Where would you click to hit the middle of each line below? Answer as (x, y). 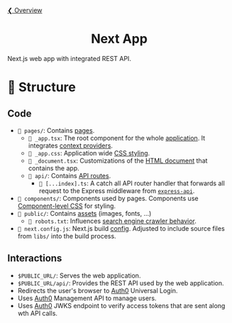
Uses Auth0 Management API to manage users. (87, 298)
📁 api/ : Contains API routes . (70, 175)
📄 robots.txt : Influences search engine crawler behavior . (112, 221)
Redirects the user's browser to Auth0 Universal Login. (98, 290)
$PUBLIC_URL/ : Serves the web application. (79, 275)
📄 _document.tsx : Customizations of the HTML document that (118, 160)
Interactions (35, 258)
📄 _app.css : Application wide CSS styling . (89, 153)
